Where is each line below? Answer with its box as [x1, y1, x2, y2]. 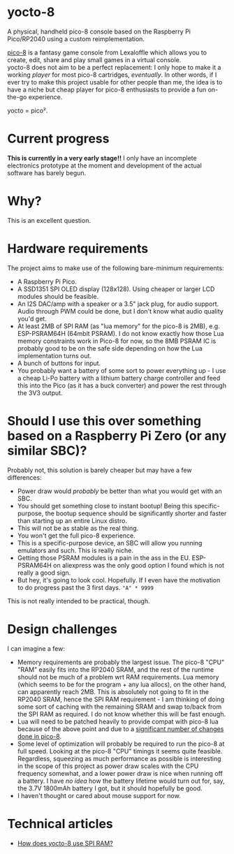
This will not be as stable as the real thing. [17, 524, 139, 532]
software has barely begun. [7, 168, 87, 177]
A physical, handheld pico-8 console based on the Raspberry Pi [7, 27, 191, 36]
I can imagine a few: [7, 644, 65, 653]
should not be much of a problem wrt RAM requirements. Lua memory [17, 672, 219, 681]
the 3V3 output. [17, 388, 63, 397]
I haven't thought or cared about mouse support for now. [17, 791, 181, 800]
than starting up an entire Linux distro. [17, 516, 128, 524]
